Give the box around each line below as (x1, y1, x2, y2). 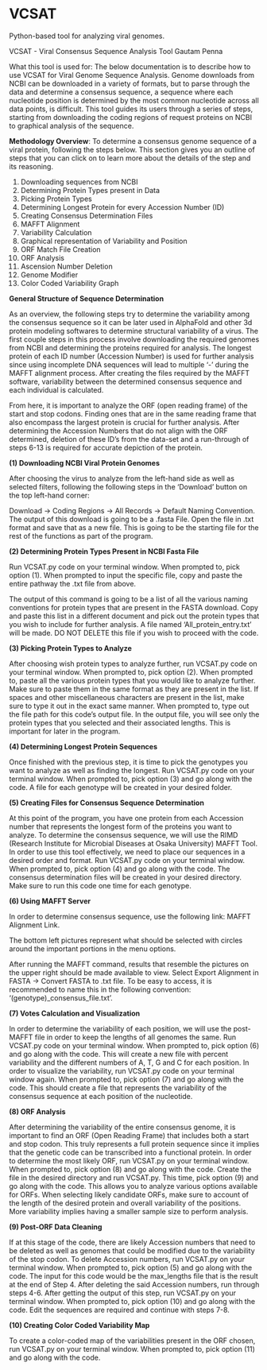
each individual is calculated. (9, 385, 104, 394)
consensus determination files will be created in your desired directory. (9, 872, 242, 882)
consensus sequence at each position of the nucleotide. (9, 1091, 193, 1101)
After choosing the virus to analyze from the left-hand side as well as (9, 474, 235, 483)
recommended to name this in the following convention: (9, 985, 192, 994)
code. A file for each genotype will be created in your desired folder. (9, 782, 233, 791)
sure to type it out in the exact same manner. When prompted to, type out (9, 701, 250, 710)
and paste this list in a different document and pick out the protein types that (9, 611, 260, 621)
